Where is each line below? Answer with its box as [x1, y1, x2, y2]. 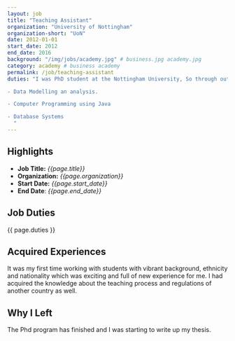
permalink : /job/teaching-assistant [7, 69, 114, 76]
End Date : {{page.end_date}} [17, 186, 102, 195]
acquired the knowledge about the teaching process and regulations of [7, 279, 212, 288]
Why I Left [7, 307, 52, 319]
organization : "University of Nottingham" [7, 23, 133, 30]
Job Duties [7, 207, 56, 219]
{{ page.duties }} [7, 225, 56, 234]
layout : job [7, 10, 42, 18]
